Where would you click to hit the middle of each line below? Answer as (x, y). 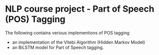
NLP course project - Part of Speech (80, 9)
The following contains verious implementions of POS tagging (67, 33)
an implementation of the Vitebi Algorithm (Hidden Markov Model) (79, 42)
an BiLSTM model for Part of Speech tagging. (58, 47)
